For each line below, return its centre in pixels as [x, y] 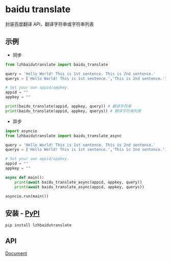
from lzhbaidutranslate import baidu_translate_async [64, 136]
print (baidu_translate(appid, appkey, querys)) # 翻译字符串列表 [73, 111]
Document [16, 253]
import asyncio [21, 131]
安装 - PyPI [22, 213]
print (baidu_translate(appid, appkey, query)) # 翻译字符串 [68, 106]
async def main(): [25, 177]
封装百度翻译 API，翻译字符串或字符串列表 [50, 24]
